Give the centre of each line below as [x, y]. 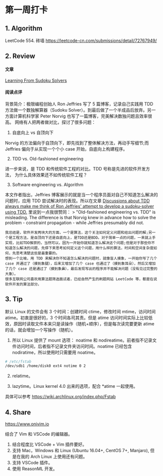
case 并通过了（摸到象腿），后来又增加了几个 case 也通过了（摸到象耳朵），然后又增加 [80, 264]
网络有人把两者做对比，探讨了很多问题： [55, 122]
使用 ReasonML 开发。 [35, 469]
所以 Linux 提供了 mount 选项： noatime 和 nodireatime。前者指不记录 [82, 340]
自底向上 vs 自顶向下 [33, 133]
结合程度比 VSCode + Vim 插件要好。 [49, 444]
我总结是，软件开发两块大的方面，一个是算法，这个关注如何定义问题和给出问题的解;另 [79, 232]
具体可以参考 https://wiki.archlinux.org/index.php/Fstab [60, 397]
